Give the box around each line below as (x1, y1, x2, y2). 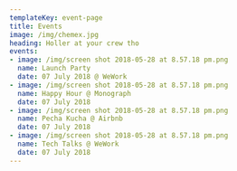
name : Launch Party (17, 64, 91, 73)
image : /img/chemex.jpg (9, 30, 100, 39)
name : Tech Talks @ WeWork (17, 139, 119, 148)
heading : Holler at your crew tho (9, 38, 140, 48)
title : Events (9, 22, 63, 31)
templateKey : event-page (9, 13, 103, 23)
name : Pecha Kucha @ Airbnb (17, 114, 124, 123)
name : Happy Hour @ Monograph (17, 89, 131, 98)
